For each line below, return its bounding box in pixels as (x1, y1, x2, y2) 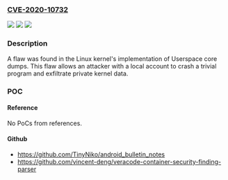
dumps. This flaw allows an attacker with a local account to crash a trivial (7, 62, 217, 70)
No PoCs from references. (7, 119, 82, 127)
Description (7, 39, 48, 48)
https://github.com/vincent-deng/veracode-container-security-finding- (17, 157, 222, 165)
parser (17, 165, 37, 173)
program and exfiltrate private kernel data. (7, 69, 129, 78)
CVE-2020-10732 (7, 5, 68, 15)
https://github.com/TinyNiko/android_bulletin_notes (17, 150, 165, 159)
